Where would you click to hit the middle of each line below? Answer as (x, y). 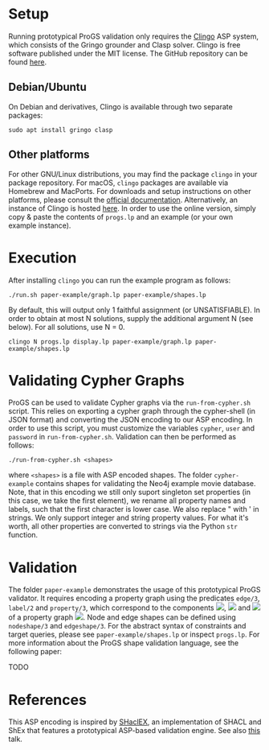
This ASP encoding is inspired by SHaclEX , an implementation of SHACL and (135, 722)
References (47, 700)
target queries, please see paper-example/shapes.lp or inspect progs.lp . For (134, 635)
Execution (43, 258)
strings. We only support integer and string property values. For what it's (128, 518)
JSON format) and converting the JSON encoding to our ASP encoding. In (130, 420)
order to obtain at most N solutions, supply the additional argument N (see (131, 318)
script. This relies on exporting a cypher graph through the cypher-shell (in (132, 411)
